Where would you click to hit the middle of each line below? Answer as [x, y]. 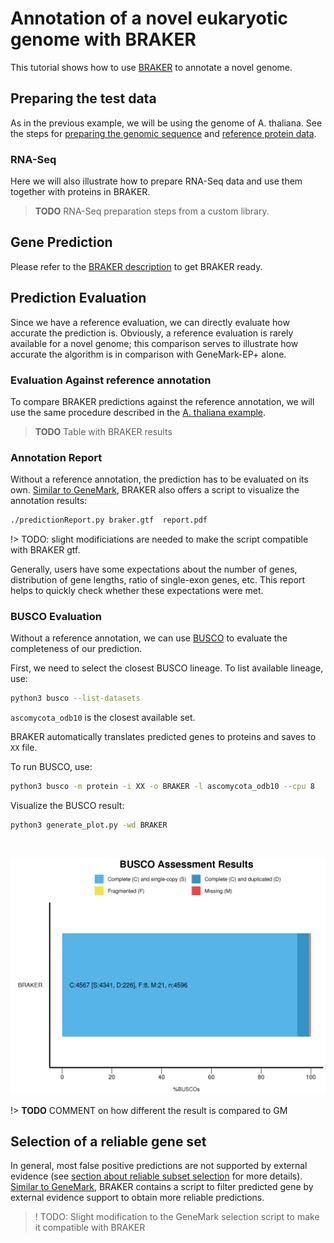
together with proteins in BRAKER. [80, 192]
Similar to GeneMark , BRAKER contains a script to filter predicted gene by [162, 1187]
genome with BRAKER [103, 39]
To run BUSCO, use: [51, 767]
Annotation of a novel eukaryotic [149, 18]
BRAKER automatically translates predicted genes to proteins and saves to [163, 737]
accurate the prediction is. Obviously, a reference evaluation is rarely [152, 333]
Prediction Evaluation [78, 298]
